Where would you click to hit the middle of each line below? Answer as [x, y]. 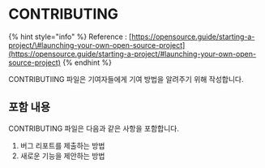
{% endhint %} [87, 62]
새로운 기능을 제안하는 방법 [62, 156]
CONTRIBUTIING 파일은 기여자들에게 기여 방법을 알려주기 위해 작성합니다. [126, 79]
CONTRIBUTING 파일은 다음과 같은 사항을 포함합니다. [94, 128]
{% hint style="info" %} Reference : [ [70, 37]
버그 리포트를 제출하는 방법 [62, 145]
